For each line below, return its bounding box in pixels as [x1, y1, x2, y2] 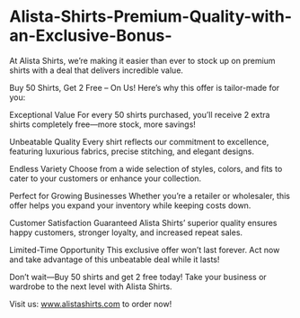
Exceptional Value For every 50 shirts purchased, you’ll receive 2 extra [9, 109, 270, 120]
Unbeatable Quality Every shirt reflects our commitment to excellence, [9, 136, 269, 147]
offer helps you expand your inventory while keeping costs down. [9, 200, 251, 211]
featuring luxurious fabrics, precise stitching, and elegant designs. [9, 146, 254, 157]
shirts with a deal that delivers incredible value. [9, 65, 184, 76]
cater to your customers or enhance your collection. [9, 173, 202, 184]
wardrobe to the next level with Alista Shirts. [9, 281, 172, 292]
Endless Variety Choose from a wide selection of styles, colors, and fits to [9, 163, 283, 174]
